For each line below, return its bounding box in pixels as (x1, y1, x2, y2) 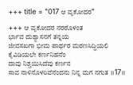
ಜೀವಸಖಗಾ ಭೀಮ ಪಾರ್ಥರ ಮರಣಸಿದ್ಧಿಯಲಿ (8, 41, 109, 50)
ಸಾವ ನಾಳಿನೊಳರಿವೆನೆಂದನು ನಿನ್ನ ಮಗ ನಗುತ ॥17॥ (8, 68, 126, 76)
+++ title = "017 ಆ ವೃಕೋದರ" (8, 7, 96, 16)
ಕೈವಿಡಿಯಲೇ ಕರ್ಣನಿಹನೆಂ (8, 49, 66, 59)
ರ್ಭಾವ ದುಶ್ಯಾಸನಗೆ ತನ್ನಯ (8, 32, 70, 41)
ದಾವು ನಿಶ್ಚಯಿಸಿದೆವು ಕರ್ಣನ (8, 59, 71, 68)
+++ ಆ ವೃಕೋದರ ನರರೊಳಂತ (8, 23, 84, 32)
